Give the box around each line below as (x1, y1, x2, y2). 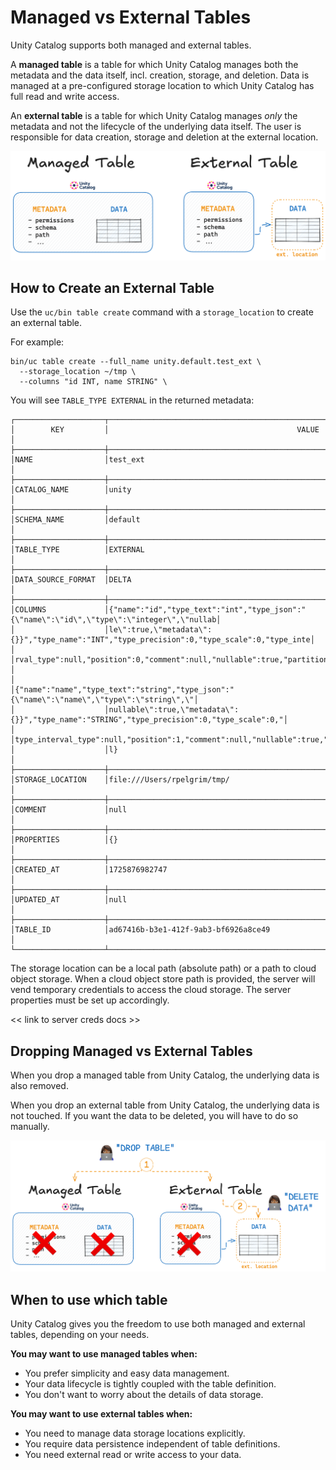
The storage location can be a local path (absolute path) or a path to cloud (10, 962, 317, 975)
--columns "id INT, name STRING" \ (19, 377, 168, 387)
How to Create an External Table (10, 280, 215, 297)
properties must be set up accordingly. (10, 994, 170, 1006)
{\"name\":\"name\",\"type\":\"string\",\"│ (10, 695, 199, 705)
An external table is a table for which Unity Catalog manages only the (10, 109, 298, 121)
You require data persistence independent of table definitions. (24, 1437, 281, 1450)
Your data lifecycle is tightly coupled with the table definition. (24, 1377, 277, 1390)
